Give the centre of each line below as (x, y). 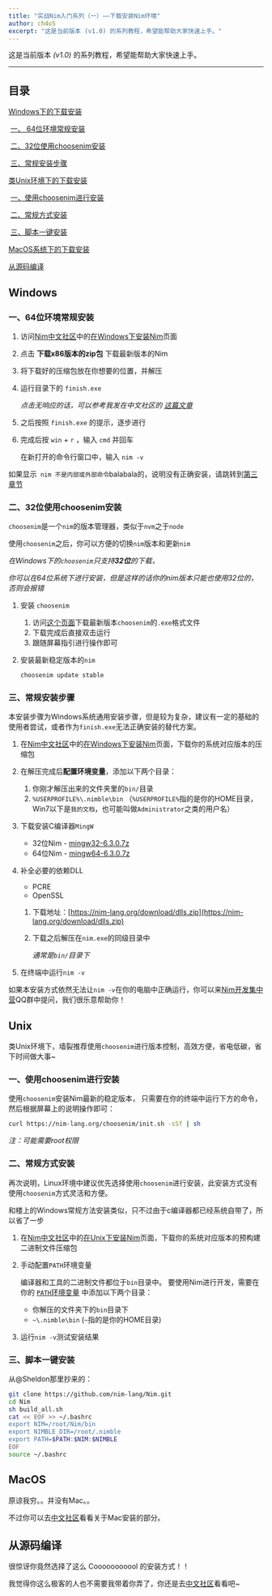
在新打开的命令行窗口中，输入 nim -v (82, 457)
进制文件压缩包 (52, 1248)
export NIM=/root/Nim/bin (52, 1424)
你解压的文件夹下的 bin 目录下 (81, 1309)
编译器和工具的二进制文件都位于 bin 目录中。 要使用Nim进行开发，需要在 (140, 1282)
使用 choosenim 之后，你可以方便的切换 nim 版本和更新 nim (100, 544)
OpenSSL (48, 895)
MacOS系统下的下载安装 (49, 250)
